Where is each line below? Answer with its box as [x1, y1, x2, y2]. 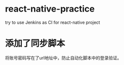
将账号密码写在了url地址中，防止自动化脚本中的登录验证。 [5, 55, 122, 61]
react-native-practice [5, 3, 95, 15]
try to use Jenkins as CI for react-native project [5, 19, 100, 25]
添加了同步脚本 [5, 38, 65, 49]
